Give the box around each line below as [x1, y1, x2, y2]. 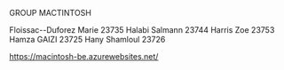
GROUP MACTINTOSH [9, 8, 91, 18]
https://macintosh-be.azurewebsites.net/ [9, 51, 159, 61]
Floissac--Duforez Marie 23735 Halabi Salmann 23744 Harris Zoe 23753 [9, 25, 275, 35]
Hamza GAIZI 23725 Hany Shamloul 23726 [9, 35, 166, 44]
